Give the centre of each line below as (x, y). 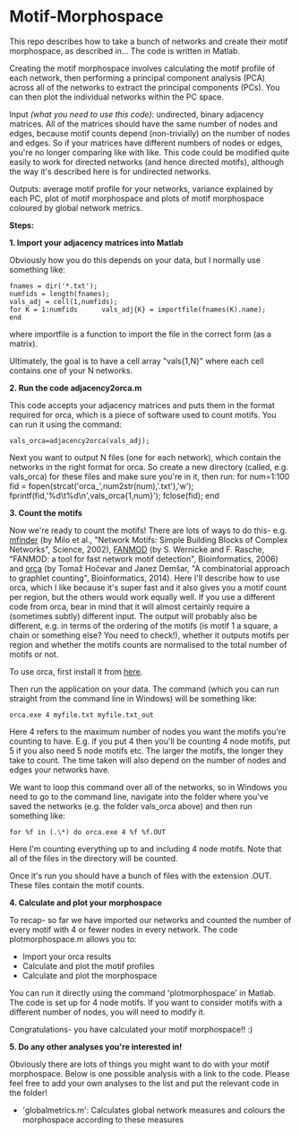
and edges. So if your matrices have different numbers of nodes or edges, (146, 143)
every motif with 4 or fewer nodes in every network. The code (124, 929)
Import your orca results (67, 956)
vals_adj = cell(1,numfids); (64, 301)
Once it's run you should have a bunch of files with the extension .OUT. (141, 876)
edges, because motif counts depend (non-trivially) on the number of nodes (150, 133)
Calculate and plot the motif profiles (88, 965)
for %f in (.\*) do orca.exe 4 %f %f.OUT (88, 832)
